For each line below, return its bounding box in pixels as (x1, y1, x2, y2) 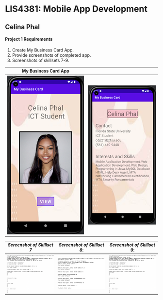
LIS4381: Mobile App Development (5, 3, 148, 15)
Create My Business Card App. (12, 47, 74, 53)
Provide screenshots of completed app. (12, 52, 91, 58)
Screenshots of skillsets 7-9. (12, 57, 69, 63)
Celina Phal (5, 23, 40, 31)
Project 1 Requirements (5, 36, 53, 42)
